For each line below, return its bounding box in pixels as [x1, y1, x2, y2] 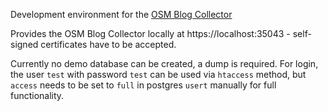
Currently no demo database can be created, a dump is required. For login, [10, 58, 319, 69]
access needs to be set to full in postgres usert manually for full [10, 79, 277, 91]
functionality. [10, 90, 65, 101]
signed [10, 39, 39, 50]
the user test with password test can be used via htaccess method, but [10, 69, 307, 80]
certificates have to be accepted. [40, 39, 177, 50]
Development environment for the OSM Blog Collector [10, 9, 233, 20]
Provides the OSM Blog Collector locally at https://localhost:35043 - [10, 28, 291, 39]
